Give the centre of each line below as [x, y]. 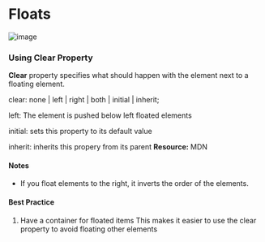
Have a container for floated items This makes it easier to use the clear [138, 220]
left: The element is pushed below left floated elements [100, 115]
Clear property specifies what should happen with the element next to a [128, 76]
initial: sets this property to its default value [80, 132]
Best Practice [32, 202]
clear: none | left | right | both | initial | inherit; [84, 100]
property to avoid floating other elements [89, 229]
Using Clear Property [51, 58]
